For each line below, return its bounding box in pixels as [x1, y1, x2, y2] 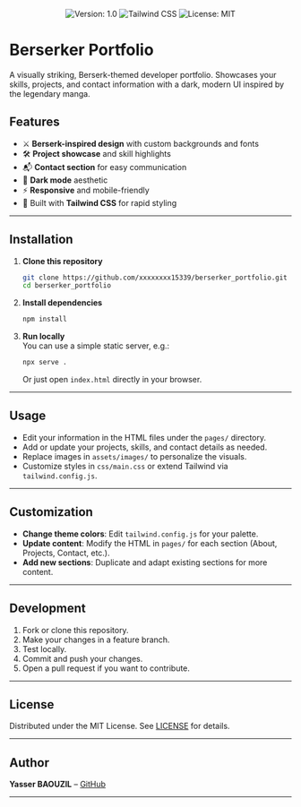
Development [9, 601, 87, 616]
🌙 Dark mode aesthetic [21, 175, 108, 185]
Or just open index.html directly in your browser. [21, 374, 202, 385]
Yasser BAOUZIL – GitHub [9, 779, 106, 790]
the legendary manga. [9, 88, 91, 99]
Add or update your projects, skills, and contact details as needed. [21, 442, 268, 452]
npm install [21, 314, 67, 324]
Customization [9, 504, 94, 519]
